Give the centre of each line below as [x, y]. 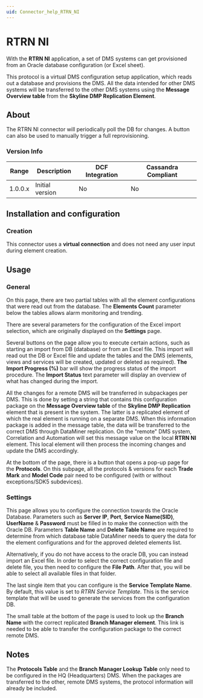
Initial [43, 185]
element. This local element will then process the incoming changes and [96, 444]
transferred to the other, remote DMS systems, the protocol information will [100, 682]
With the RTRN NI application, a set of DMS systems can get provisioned [97, 59]
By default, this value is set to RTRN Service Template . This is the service [98, 592]
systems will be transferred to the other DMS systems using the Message [98, 89]
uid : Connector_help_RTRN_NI [43, 12]
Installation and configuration [63, 214]
